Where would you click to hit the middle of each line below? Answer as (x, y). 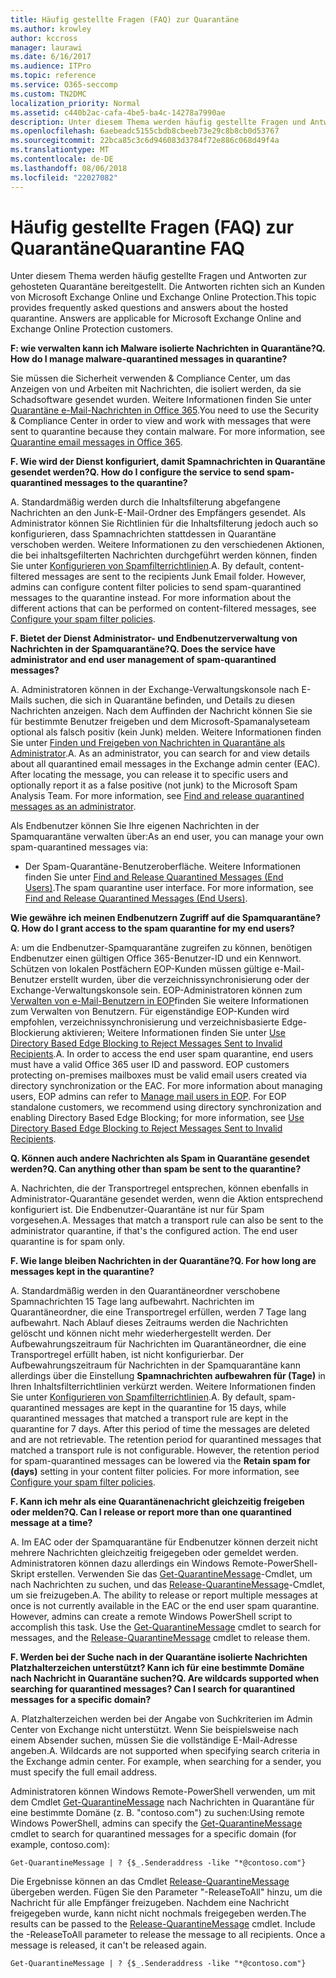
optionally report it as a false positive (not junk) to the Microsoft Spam (154, 785)
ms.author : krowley (51, 29)
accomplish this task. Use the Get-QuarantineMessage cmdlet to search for (166, 1627)
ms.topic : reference (53, 76)
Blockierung (35, 1033)
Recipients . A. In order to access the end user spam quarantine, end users (162, 1054)
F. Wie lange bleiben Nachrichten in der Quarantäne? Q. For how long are (163, 1261)
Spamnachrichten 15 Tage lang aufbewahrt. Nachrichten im (132, 1302)
